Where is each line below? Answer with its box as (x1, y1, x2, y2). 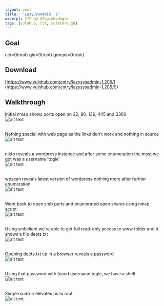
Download (5, 66, 37, 74)
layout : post (5, 7, 32, 12)
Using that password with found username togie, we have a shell (5, 270, 135, 276)
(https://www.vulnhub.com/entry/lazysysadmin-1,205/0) (5, 84, 118, 90)
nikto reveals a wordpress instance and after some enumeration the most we (5, 151, 159, 157)
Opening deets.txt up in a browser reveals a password (5, 251, 114, 257)
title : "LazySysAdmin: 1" (5, 12, 60, 17)
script (5, 206, 17, 212)
